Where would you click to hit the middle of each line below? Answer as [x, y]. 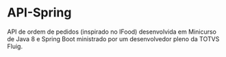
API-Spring [39, 13]
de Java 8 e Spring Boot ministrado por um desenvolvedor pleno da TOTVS [113, 38]
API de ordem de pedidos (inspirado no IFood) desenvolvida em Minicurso [112, 32]
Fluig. [15, 46]
